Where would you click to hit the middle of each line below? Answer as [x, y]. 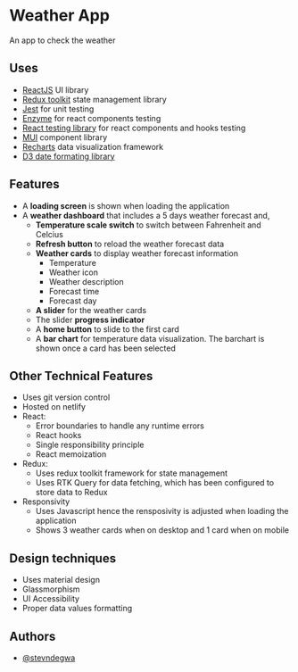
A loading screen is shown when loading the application [126, 205]
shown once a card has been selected [106, 348]
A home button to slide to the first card [108, 329]
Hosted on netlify [54, 407]
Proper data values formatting [77, 609]
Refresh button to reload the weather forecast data [130, 244]
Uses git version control [66, 397]
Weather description [86, 281]
